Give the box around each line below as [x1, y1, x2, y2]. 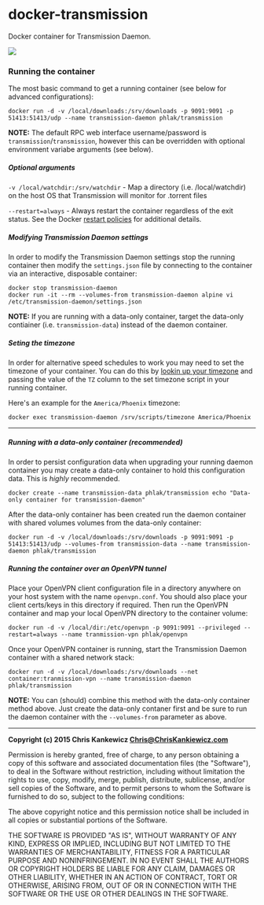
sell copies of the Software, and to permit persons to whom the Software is [8, 784, 251, 793]
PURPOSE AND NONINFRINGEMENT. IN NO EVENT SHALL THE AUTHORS [8, 855, 250, 866]
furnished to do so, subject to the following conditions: [8, 792, 185, 801]
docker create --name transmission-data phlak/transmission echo [8, 489, 226, 497]
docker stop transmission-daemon [8, 285, 118, 292]
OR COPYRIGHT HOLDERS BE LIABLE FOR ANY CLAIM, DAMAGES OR [8, 864, 236, 874]
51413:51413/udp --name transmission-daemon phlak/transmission [8, 114, 223, 123]
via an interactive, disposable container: [8, 269, 137, 278]
